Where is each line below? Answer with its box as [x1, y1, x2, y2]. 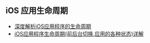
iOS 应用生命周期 [5, 5, 68, 16]
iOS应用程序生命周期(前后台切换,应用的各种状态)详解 [14, 30, 144, 37]
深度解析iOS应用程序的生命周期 [14, 23, 91, 30]
